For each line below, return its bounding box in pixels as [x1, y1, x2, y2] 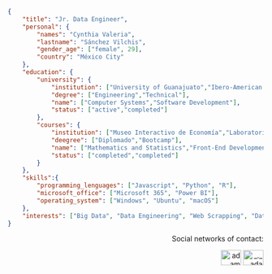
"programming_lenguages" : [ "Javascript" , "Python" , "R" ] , [37, 181, 237, 190]
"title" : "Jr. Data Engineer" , [22, 15, 128, 24]
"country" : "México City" [37, 53, 125, 61]
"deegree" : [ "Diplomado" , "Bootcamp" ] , [50, 136, 183, 144]
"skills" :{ [22, 174, 59, 182]
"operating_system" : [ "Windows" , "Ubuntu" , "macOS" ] [37, 196, 219, 205]
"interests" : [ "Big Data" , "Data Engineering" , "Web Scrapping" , [22, 211, 248, 220]
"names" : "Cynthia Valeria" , [37, 30, 136, 38]
